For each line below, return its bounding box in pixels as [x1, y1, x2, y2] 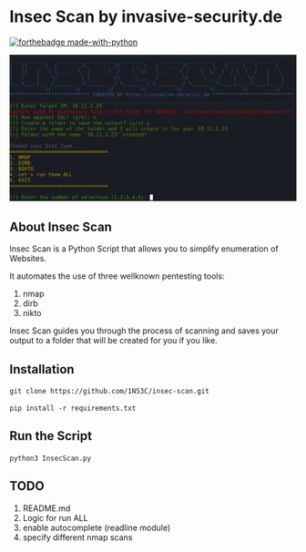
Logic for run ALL [22, 512, 88, 523]
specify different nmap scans [22, 531, 133, 543]
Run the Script [9, 428, 93, 444]
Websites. [9, 253, 47, 264]
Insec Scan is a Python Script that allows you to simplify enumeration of [9, 243, 280, 254]
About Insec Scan [9, 219, 112, 234]
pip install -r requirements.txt [9, 404, 137, 413]
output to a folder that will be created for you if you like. [9, 335, 219, 346]
